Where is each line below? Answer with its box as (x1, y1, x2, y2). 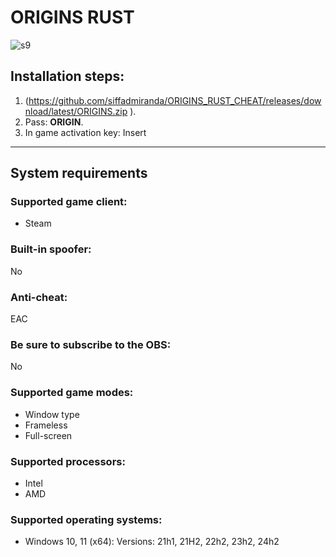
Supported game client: (10, 195, 128, 209)
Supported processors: (10, 454, 126, 468)
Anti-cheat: (10, 290, 68, 304)
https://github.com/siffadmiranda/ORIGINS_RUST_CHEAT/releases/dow (28, 94, 322, 106)
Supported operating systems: (10, 512, 163, 526)
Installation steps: (10, 68, 125, 85)
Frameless (24, 419, 68, 431)
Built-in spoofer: (10, 242, 92, 256)
